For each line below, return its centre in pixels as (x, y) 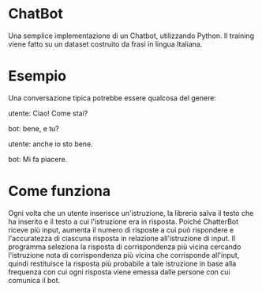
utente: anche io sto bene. (51, 144)
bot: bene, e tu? (34, 128)
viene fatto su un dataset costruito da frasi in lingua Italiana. (105, 43)
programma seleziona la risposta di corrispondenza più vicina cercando (125, 247)
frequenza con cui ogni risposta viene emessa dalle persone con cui (119, 272)
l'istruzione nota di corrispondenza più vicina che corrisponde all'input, (124, 255)
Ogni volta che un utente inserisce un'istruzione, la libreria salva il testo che (131, 213)
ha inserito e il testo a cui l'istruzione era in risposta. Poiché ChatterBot (124, 221)
